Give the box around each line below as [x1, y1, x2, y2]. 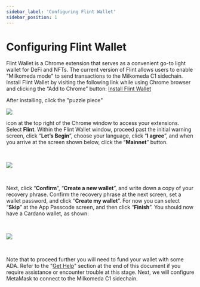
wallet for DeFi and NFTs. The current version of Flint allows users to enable [6, 66, 193, 74]
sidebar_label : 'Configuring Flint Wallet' [6, 8, 116, 15]
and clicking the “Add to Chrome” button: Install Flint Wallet [6, 85, 152, 93]
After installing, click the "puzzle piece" [6, 97, 103, 104]
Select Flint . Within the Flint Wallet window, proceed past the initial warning [6, 126, 192, 133]
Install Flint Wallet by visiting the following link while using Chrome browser [6, 79, 191, 86]
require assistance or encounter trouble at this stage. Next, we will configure [6, 268, 195, 276]
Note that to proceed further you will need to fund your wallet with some [6, 256, 184, 263]
